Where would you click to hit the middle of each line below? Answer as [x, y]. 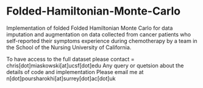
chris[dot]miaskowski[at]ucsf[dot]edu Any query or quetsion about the [95, 66]
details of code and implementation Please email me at [75, 72]
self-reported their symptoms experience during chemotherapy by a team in [102, 41]
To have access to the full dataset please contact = [71, 59]
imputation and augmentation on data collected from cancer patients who [98, 34]
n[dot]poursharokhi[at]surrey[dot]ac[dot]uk [61, 78]
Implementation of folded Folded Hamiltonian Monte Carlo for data [90, 28]
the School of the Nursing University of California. [69, 47]
